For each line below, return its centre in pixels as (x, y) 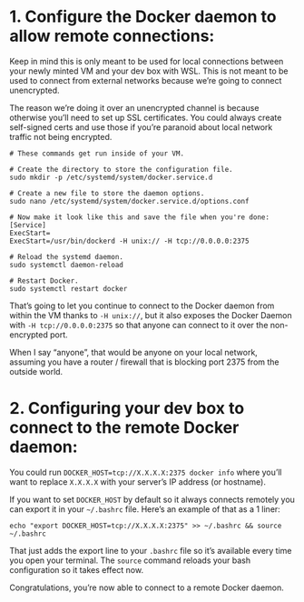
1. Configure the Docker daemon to (143, 17)
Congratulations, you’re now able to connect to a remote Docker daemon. (147, 587)
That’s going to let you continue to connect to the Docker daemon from (142, 306)
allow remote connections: (112, 36)
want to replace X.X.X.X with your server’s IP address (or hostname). (137, 482)
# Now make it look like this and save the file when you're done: (140, 217)
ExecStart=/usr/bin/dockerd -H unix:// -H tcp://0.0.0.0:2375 (129, 241)
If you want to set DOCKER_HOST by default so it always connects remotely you (152, 499)
